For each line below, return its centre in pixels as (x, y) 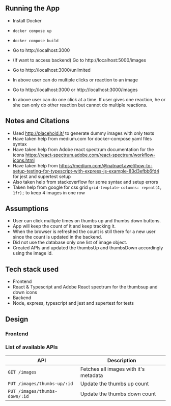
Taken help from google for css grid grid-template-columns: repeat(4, (87, 187)
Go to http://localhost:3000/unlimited (51, 70)
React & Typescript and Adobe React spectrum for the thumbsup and (85, 287)
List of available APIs (32, 347)
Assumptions (27, 209)
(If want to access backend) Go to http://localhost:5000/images (79, 60)
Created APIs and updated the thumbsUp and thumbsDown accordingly (88, 248)
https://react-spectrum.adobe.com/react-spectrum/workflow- (90, 155)
